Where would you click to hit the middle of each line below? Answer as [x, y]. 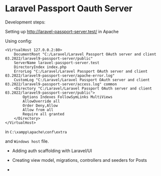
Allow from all [38, 110]
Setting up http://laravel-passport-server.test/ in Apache [62, 31]
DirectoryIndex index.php [40, 67]
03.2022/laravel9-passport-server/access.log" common [61, 84]
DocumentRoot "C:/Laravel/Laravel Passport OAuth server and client [85, 54]
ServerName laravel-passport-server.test [57, 63]
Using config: [19, 41]
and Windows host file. [27, 141]
